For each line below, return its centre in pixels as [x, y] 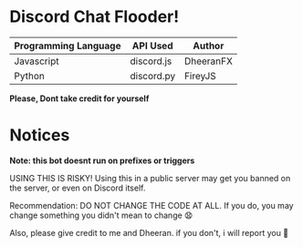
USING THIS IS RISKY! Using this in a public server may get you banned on [150, 178]
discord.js [151, 61]
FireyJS [200, 76]
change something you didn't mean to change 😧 [101, 215]
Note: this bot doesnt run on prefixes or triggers [102, 160]
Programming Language [68, 46]
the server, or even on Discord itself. [78, 188]
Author [209, 46]
